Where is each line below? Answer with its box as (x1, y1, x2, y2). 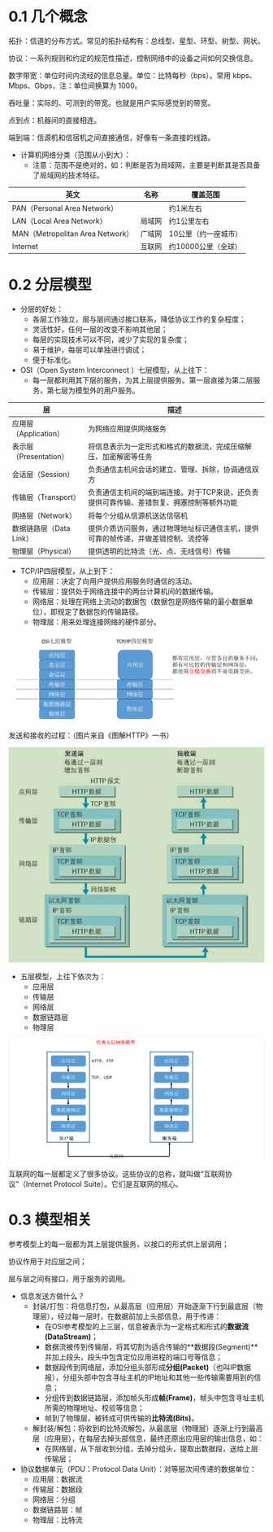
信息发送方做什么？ (19, 1291, 85, 1301)
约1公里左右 (168, 216, 210, 225)
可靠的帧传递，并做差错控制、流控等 (88, 533, 210, 543)
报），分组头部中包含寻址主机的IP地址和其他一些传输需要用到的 (44, 1372, 254, 1382)
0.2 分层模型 (8, 276, 92, 294)
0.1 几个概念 (8, 7, 88, 26)
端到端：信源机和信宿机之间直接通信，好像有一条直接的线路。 (8, 132, 215, 142)
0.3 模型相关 (8, 1210, 92, 1229)
